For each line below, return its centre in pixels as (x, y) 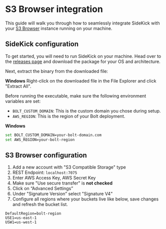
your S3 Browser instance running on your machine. (59, 28)
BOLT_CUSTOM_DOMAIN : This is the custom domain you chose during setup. (86, 110)
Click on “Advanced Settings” (43, 188)
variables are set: (23, 101)
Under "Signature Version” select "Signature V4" (62, 194)
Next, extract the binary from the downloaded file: (57, 71)
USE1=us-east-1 (21, 218)
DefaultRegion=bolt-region (33, 213)
